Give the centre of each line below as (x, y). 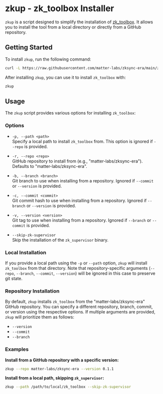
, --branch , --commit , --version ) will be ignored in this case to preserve (85, 273)
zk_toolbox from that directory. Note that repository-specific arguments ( (78, 268)
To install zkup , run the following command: (48, 59)
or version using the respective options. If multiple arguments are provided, (80, 312)
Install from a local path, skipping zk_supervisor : (55, 378)
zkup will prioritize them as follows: (40, 317)
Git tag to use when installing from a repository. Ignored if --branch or (81, 220)
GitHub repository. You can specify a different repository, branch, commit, (79, 307)
